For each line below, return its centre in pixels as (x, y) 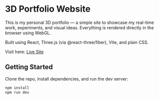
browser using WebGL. (28, 33)
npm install (17, 88)
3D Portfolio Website (48, 9)
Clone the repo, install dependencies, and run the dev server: (67, 79)
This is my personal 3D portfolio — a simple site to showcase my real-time (80, 22)
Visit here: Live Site (24, 52)
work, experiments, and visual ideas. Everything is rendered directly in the (79, 27)
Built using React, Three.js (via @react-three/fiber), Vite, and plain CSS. (77, 42)
